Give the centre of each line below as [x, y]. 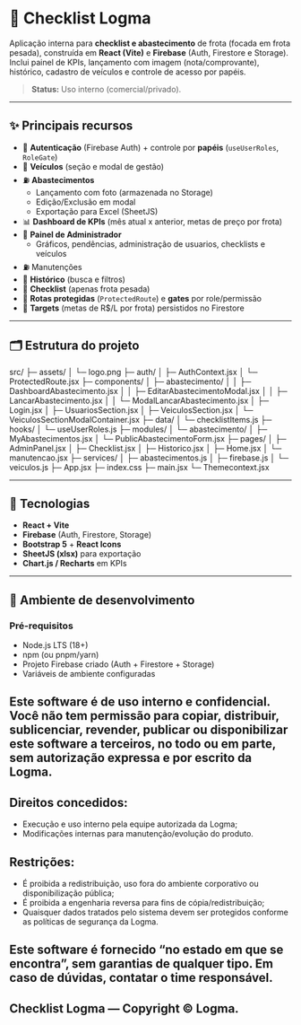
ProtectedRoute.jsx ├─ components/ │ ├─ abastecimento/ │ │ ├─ [130, 381]
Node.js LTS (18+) [55, 645]
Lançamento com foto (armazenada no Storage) [124, 192]
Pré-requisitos [41, 626]
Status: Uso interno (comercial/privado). [106, 89]
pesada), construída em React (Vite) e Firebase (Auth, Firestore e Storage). [149, 52]
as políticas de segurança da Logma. [90, 922]
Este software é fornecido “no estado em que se [146, 950]
